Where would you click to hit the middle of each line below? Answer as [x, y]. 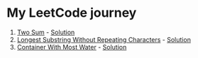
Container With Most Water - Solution [72, 47]
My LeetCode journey [72, 13]
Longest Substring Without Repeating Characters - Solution [104, 39]
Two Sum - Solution [46, 32]
